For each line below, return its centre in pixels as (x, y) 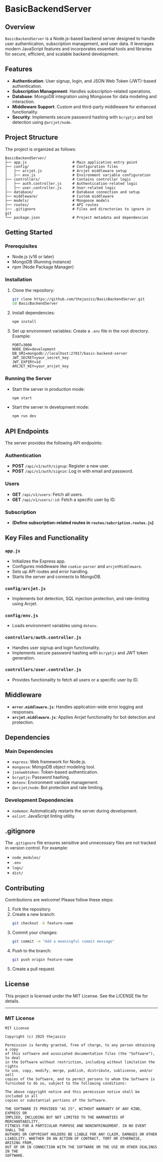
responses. (23, 712)
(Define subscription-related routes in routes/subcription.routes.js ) (83, 522)
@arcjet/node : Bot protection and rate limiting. (58, 788)
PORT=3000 (22, 345)
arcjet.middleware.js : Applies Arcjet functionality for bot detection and (83, 717)
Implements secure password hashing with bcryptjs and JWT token (80, 653)
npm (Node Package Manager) (43, 267)
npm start (22, 398)
